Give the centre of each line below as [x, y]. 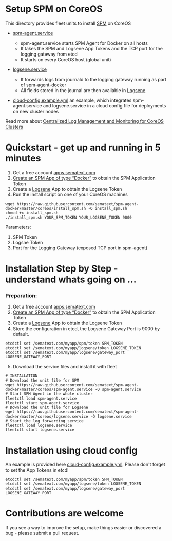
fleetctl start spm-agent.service [42, 403]
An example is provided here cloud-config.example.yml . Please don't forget [85, 465]
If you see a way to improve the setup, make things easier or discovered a [83, 528]
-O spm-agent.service [118, 390]
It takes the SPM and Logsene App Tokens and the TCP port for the [92, 48]
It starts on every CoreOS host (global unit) [66, 59]
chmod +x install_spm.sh [32, 213]
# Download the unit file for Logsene [47, 408]
